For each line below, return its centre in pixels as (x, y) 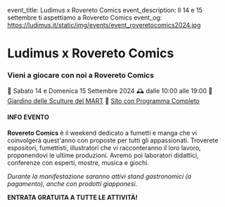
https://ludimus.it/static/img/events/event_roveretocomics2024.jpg (104, 25)
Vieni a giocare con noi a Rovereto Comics (81, 75)
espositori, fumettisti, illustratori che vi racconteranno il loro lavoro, (104, 147)
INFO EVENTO (28, 117)
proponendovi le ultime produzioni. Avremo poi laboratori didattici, (103, 155)
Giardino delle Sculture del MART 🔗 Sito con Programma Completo (104, 101)
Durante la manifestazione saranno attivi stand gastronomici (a (99, 176)
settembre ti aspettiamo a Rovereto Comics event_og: (85, 18)
